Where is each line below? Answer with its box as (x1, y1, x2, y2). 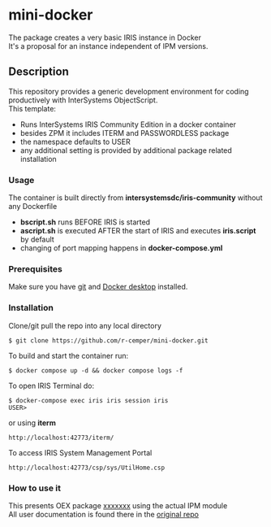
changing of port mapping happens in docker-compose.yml (19, 243, 223, 253)
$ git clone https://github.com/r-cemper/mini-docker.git (8, 336, 209, 345)
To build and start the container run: (8, 351, 128, 360)
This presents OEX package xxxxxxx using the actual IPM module (8, 500, 228, 510)
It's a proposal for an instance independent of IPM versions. (8, 41, 209, 50)
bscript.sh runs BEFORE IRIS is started (19, 217, 151, 227)
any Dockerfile (8, 202, 58, 211)
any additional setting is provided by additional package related (19, 145, 233, 155)
